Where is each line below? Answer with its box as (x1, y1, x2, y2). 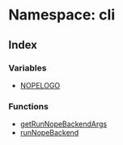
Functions (8, 100, 49, 112)
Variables (8, 62, 47, 74)
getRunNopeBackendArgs (19, 119, 108, 129)
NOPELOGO (19, 80, 61, 90)
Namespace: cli (8, 6, 116, 24)
